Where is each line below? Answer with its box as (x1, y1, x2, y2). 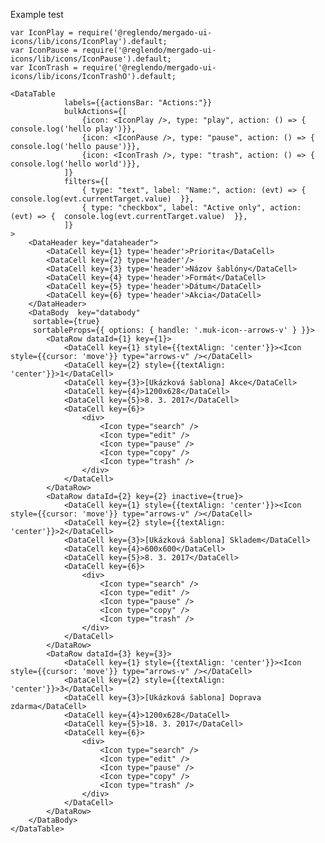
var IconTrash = (10, 63, 78, 73)
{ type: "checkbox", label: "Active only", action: (81, 203, 302, 213)
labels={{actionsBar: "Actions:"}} (63, 98, 213, 108)
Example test (10, 9, 64, 20)
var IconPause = (10, 45, 78, 55)
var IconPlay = (10, 28, 74, 38)
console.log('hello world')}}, (10, 159, 141, 169)
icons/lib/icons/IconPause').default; (10, 54, 172, 64)
